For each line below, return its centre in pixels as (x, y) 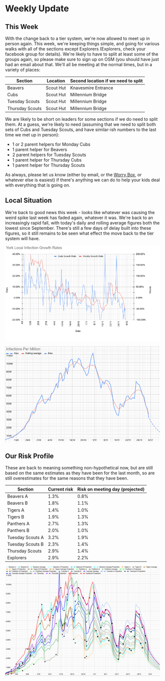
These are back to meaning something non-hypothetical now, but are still (79, 468)
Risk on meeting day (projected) (111, 489)
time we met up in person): (32, 135)
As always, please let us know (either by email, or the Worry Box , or (73, 175)
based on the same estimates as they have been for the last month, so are (80, 473)
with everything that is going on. (38, 185)
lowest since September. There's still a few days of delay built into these (78, 228)
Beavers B (17, 503)
